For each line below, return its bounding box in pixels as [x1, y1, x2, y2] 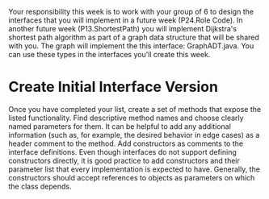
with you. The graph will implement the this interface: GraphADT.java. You [8, 41, 254, 51]
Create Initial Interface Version [8, 78, 218, 96]
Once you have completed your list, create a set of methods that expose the [8, 104, 261, 114]
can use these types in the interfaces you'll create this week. [8, 50, 211, 59]
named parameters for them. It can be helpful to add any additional [8, 121, 232, 131]
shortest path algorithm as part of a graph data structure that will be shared [8, 32, 260, 42]
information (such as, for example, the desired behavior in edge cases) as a [8, 130, 260, 139]
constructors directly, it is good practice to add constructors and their [8, 155, 240, 165]
